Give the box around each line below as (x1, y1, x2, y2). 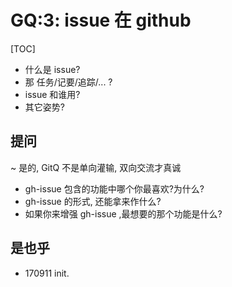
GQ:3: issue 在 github (10, 9, 192, 32)
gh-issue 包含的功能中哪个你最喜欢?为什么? (24, 182, 205, 195)
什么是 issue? (24, 63, 81, 75)
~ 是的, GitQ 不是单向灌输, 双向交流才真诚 (10, 161, 182, 173)
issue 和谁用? (24, 88, 81, 100)
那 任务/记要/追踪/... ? (24, 76, 113, 88)
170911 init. (24, 267, 70, 279)
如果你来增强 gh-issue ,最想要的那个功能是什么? (24, 207, 223, 220)
